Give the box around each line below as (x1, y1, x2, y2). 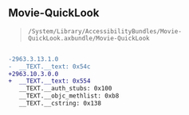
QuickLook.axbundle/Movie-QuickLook (27, 34, 150, 42)
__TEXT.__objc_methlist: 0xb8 (18, 92, 120, 100)
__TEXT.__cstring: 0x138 (18, 99, 102, 108)
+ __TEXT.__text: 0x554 (8, 77, 91, 86)
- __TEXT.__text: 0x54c (8, 63, 91, 71)
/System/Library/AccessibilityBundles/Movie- (27, 27, 182, 35)
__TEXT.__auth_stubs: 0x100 (18, 85, 112, 93)
